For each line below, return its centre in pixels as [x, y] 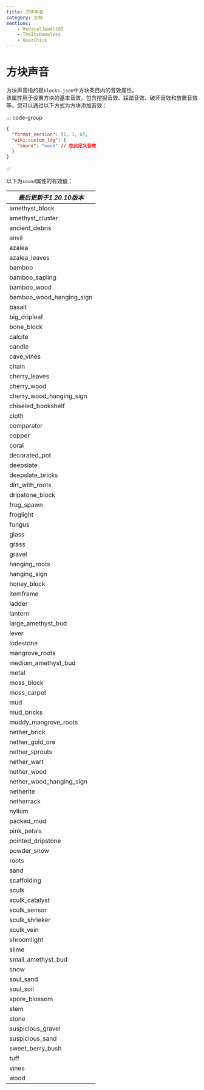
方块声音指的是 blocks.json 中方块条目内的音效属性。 [72, 90]
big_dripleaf [26, 317]
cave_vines [25, 356]
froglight [22, 515]
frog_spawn [26, 505]
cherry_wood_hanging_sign [48, 396]
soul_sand [24, 979]
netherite [22, 791]
